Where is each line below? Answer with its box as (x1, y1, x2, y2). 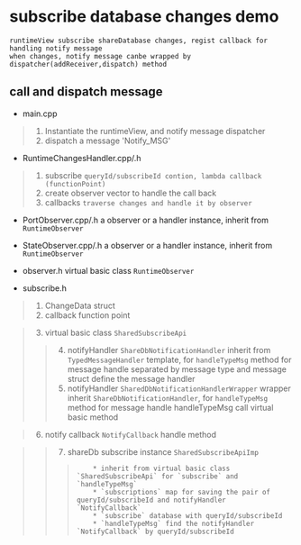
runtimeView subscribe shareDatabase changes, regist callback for (9, 36, 269, 45)
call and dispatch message (9, 84, 163, 100)
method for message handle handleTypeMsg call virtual (67, 402, 274, 413)
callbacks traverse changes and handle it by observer (44, 196, 252, 208)
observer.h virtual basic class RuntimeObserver (22, 265, 195, 276)
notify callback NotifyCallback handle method (44, 429, 217, 440)
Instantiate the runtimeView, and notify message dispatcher (44, 125, 266, 136)
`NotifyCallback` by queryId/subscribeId (76, 527, 234, 536)
